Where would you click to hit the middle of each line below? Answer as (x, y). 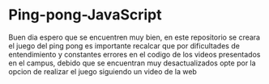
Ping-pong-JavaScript (85, 15)
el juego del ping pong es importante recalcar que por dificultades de (124, 45)
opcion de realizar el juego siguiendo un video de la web (102, 71)
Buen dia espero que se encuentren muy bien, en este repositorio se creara (134, 37)
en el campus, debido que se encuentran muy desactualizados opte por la (132, 63)
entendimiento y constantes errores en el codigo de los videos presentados (134, 54)
